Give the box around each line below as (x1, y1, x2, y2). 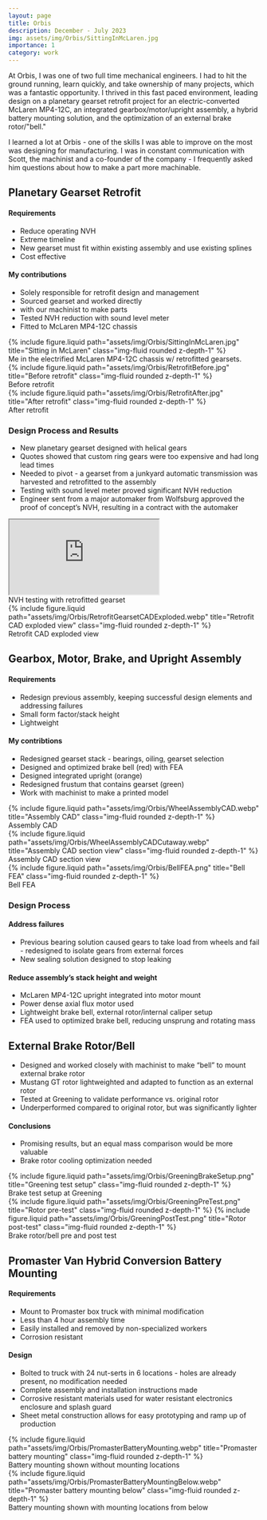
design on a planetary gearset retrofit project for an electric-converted (8, 97, 241, 106)
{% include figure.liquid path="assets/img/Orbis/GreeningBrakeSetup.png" (8, 1171, 255, 1181)
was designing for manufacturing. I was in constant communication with (8, 146, 245, 155)
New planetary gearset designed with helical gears (19, 443, 187, 453)
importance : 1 (8, 42, 56, 50)
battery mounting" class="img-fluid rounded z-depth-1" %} (8, 1452, 203, 1462)
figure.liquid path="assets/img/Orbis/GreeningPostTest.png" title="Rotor (8, 1214, 247, 1223)
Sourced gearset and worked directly (19, 296, 143, 305)
